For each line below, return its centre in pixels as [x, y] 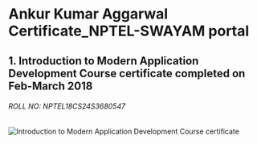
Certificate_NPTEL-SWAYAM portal [129, 31]
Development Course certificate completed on [127, 73]
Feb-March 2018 [51, 86]
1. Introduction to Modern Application [104, 61]
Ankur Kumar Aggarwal [88, 14]
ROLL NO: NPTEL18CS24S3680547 [67, 106]
